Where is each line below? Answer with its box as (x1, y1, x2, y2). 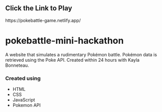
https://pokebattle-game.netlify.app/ (5, 17, 81, 23)
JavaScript (12, 97, 35, 103)
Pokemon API (12, 102, 41, 108)
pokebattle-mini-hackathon (5, 35, 124, 46)
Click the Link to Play (5, 4, 72, 13)
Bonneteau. (5, 62, 29, 68)
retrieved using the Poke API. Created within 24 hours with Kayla (5, 57, 140, 63)
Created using (5, 75, 41, 82)
